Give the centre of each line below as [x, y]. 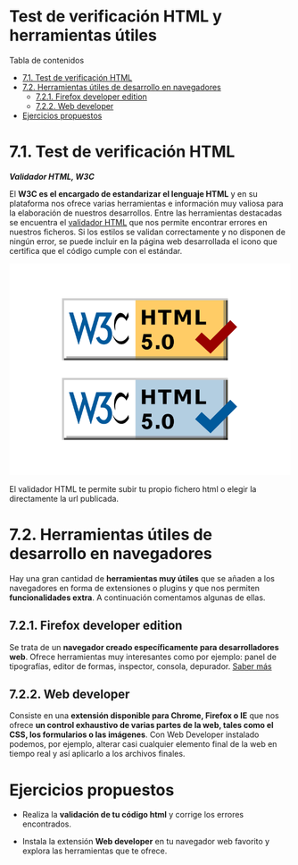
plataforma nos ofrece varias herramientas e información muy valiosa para [146, 203]
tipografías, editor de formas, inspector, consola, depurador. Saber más [141, 666]
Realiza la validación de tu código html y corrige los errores [132, 815]
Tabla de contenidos [47, 60]
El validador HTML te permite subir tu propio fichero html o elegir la [133, 488]
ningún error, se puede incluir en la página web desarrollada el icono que [144, 241]
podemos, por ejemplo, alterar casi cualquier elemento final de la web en [143, 744]
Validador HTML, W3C [52, 176]
